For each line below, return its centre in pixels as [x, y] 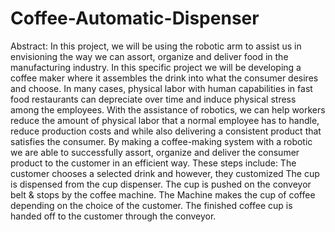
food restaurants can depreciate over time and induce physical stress [153, 99]
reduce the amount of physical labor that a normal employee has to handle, [165, 120]
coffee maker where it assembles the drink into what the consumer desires [164, 78]
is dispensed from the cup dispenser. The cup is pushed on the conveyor [161, 184]
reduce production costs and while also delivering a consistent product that [166, 131]
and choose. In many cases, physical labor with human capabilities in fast [161, 88]
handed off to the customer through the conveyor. [113, 216]
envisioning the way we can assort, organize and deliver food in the [149, 56]
